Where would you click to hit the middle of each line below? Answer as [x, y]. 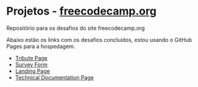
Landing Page [33, 71]
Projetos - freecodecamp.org [81, 11]
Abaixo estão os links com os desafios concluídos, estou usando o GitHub [99, 40]
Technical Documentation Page [55, 77]
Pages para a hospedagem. [41, 46]
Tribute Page [31, 58]
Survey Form [31, 64]
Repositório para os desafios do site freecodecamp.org [76, 28]
